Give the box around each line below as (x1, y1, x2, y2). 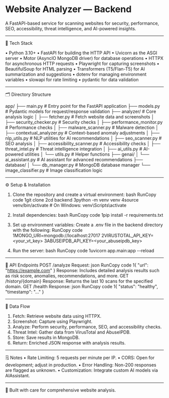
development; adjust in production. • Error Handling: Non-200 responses (5, 362, 157, 368)
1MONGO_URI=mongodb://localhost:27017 (12, 232, 101, 238)
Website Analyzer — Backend (5, 4, 132, 15)
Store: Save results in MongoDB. (12, 334, 80, 341)
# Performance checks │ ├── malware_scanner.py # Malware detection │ (5, 124, 159, 130)
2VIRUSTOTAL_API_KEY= (101, 232, 154, 238)
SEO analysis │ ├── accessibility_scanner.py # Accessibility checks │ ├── (5, 140, 161, 147)
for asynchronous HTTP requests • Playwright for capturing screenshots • (5, 60, 159, 67)
